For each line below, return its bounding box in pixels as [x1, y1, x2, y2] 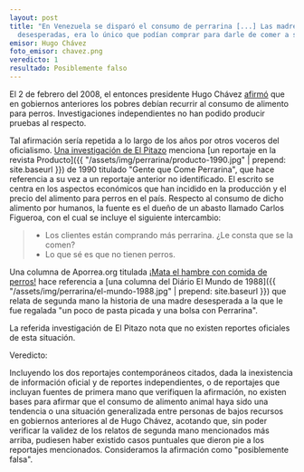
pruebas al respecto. [9, 117, 87, 128]
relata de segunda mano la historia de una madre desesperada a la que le [9, 295, 283, 306]
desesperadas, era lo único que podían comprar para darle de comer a [17, 30, 290, 39]
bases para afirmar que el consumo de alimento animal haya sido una [9, 396, 269, 407]
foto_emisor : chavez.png [9, 47, 103, 56]
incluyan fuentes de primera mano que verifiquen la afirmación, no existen [9, 386, 287, 397]
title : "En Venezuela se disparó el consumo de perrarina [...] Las [9, 22, 273, 31]
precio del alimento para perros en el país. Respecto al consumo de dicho [9, 192, 284, 204]
